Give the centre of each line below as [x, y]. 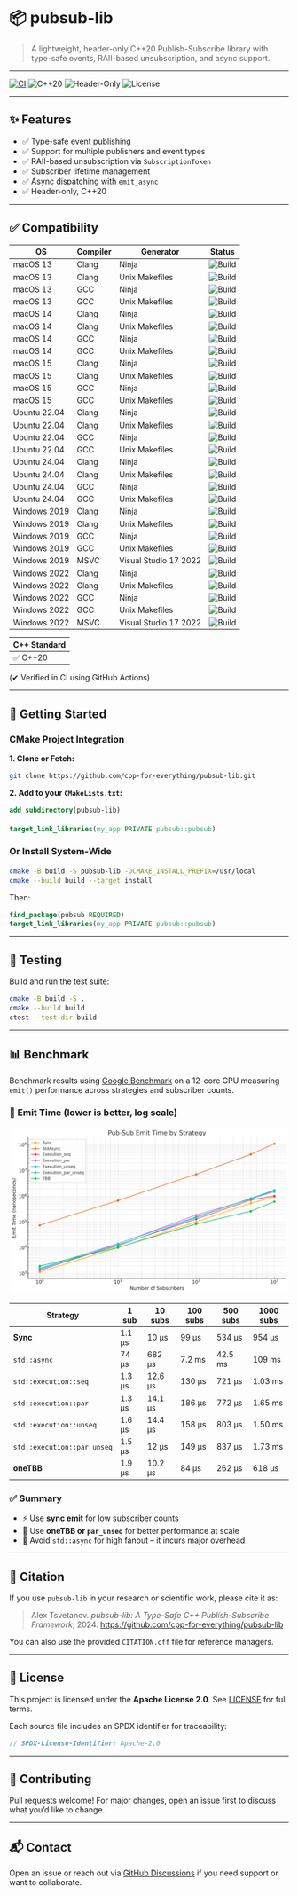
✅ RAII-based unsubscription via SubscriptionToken [116, 161]
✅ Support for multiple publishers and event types [114, 151]
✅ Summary [35, 1498]
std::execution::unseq [55, 1426]
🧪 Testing [36, 960]
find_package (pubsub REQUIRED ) [67, 915]
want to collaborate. [46, 1883]
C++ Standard [39, 644]
